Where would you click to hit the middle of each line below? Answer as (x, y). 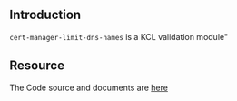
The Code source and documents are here (89, 87)
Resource (37, 66)
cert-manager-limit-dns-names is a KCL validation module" (119, 36)
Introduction (45, 15)
